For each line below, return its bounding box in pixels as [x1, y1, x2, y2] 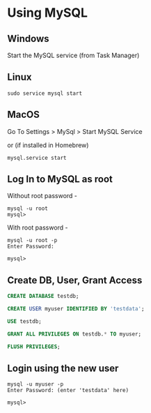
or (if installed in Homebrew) [7, 141, 89, 149]
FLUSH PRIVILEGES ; [7, 343, 61, 350]
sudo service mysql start [7, 89, 82, 97]
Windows [7, 33, 49, 45]
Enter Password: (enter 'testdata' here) [7, 387, 129, 394]
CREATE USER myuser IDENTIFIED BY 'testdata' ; [7, 306, 145, 313]
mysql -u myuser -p [7, 381, 64, 388]
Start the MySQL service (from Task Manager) [7, 51, 140, 59]
